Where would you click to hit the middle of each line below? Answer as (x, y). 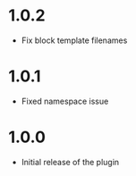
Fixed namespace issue (65, 101)
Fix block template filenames (74, 40)
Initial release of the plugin (70, 162)
